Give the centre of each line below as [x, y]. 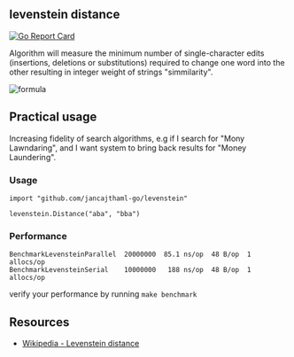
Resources [39, 322]
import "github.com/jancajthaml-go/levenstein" [99, 198]
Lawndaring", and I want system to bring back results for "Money [128, 147]
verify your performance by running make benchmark [103, 294]
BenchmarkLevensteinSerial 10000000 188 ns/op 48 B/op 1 [130, 270]
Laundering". [33, 157]
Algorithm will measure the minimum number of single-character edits [137, 53]
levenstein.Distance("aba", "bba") [75, 213]
